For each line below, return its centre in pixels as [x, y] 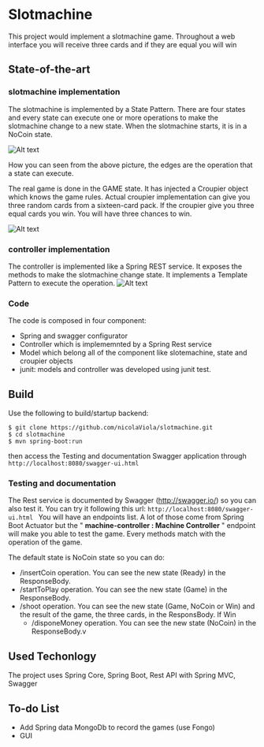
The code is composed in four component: [78, 321]
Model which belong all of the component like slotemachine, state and [133, 353]
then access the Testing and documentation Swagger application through [127, 456]
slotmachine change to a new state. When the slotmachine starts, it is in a [128, 126]
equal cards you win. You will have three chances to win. [100, 214]
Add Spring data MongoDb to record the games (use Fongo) [117, 727]
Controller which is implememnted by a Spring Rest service [116, 344]
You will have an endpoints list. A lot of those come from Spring [141, 517]
